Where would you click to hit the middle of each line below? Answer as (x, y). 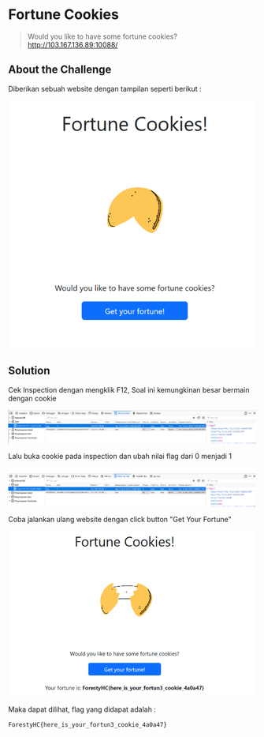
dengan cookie (32, 398)
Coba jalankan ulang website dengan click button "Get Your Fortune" (120, 519)
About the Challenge (60, 70)
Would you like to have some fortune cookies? (102, 36)
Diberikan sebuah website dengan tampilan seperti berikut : (105, 88)
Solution (29, 371)
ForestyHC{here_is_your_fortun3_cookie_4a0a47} (88, 725)
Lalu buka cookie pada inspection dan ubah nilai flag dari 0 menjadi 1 (120, 456)
